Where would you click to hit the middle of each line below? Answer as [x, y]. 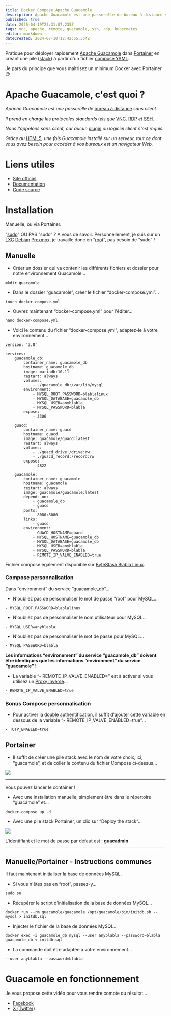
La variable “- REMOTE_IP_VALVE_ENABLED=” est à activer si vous [83, 676]
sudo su [13, 893]
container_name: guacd [48, 430]
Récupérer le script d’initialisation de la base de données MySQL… [82, 903]
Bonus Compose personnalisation [48, 703]
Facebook [23, 1003]
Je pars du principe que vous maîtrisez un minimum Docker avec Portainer [83, 68]
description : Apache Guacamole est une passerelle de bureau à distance [84, 15]
